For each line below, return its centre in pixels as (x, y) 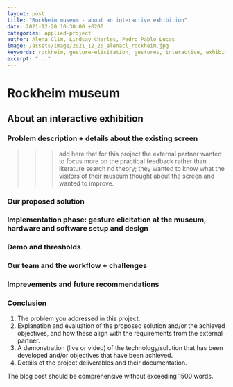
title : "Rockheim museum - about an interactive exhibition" (97, 20)
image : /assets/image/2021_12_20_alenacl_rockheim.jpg (88, 46)
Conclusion (27, 303)
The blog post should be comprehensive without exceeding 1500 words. (110, 376)
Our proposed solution (46, 201)
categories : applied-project (49, 33)
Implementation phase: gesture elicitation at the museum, (107, 220)
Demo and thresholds (44, 247)
